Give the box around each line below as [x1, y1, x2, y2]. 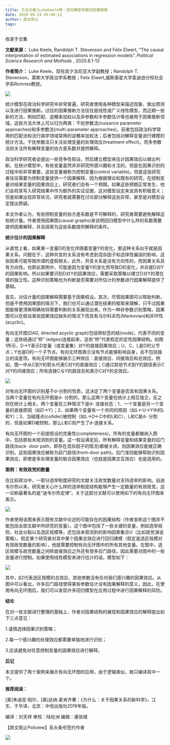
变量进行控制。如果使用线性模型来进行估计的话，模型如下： [5, 554, 130, 560]
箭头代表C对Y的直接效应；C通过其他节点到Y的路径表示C [47, 362, 165, 368]
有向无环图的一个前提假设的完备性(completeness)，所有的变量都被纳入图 [5, 430, 158, 436]
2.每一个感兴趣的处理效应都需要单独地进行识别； [5, 637, 107, 643]
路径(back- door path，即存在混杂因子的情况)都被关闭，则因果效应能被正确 [5, 443, 162, 449]
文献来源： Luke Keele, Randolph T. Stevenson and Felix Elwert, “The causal [5, 47, 164, 53]
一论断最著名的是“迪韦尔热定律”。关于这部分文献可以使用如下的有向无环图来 [5, 490, 164, 496]
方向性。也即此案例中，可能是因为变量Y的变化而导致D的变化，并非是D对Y [9, 264, 164, 271]
